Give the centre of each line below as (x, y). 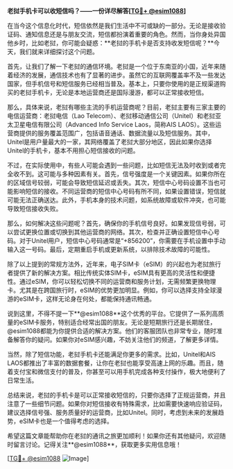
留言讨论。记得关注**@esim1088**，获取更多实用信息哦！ (97, 444)
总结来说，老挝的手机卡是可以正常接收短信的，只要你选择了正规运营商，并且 (116, 395)
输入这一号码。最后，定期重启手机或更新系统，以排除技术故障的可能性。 (110, 249)
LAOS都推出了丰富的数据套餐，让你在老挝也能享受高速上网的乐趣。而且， (112, 363)
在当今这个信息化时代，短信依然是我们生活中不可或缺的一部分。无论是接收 (113, 26)
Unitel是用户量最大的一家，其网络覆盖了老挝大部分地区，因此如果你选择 (110, 142)
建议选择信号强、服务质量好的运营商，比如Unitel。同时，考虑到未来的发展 (113, 412)
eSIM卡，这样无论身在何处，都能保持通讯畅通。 (87, 299)
